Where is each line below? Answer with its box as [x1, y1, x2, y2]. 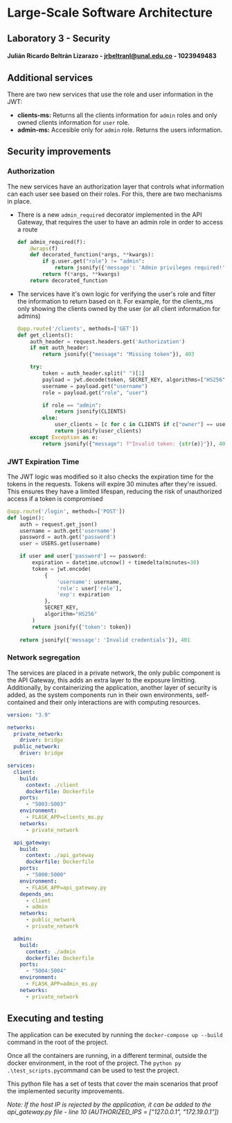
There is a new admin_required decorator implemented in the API [17, 210, 202, 219]
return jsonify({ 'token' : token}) [32, 624, 132, 630]
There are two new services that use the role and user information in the [7, 90, 213, 98]
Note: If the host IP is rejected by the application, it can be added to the [7, 1100, 211, 1109]
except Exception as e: [30, 434, 98, 441]
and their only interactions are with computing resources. [37, 698, 201, 706]
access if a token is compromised [7, 494, 103, 503]
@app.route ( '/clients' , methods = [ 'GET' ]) [17, 325, 139, 332]
